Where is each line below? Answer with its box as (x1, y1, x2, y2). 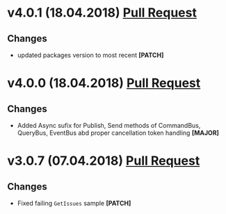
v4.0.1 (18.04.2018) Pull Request (7, 5, 197, 21)
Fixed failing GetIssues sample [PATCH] (17, 199, 131, 207)
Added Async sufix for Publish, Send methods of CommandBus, (17, 122, 201, 129)
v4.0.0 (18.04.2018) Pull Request (7, 75, 201, 91)
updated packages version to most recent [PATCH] (17, 51, 164, 59)
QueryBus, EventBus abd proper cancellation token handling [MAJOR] (17, 129, 219, 137)
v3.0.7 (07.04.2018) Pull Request (7, 153, 200, 169)
